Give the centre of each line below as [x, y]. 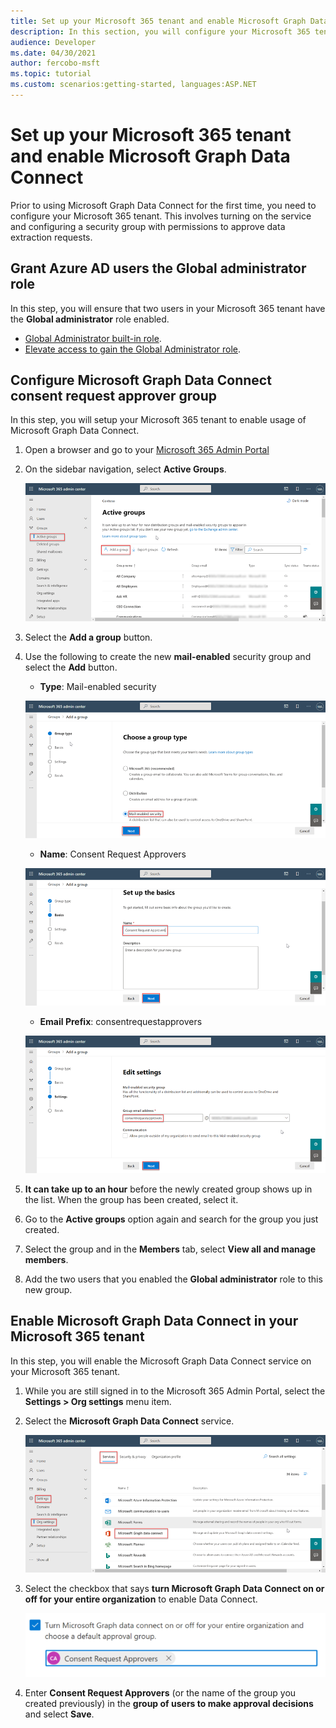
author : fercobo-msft [55, 63]
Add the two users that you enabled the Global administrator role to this [173, 1279]
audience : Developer [53, 42]
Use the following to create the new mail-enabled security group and [168, 656]
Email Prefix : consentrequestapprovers [121, 1021]
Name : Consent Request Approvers [113, 854]
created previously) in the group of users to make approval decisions [169, 1704]
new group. [48, 1290]
